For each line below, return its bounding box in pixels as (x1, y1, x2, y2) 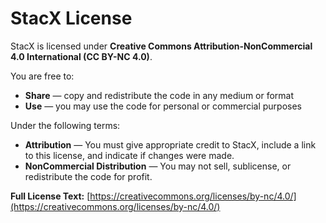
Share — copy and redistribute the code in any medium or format (24, 89, 295, 101)
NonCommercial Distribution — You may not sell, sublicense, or (24, 160, 292, 172)
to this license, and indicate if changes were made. (24, 149, 235, 161)
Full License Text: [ (10, 190, 91, 202)
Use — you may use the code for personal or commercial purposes (24, 100, 303, 112)
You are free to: (10, 70, 75, 82)
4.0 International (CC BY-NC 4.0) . (10, 50, 153, 62)
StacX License (10, 7, 133, 30)
